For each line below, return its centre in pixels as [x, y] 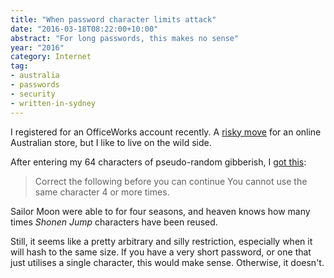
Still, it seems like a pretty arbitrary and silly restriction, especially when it [161, 241]
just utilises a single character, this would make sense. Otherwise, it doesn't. [167, 262]
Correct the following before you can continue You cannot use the [171, 181]
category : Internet [51, 57]
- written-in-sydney [53, 103]
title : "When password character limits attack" [113, 19]
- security [33, 94]
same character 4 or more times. [102, 192]
